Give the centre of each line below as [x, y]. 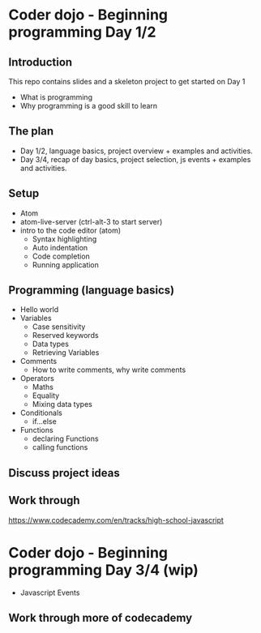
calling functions [60, 447]
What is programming [56, 97]
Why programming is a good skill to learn [89, 106]
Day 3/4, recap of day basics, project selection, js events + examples [135, 159]
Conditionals [41, 413]
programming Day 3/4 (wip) [103, 570]
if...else [44, 421]
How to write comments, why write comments [109, 370]
